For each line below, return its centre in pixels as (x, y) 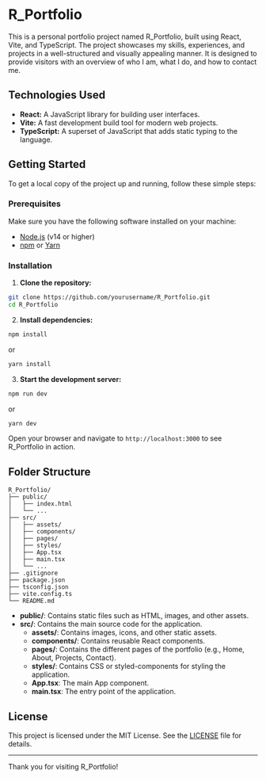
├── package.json (37, 580)
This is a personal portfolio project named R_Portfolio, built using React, (125, 36)
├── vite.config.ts (40, 594)
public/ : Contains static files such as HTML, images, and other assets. (134, 616)
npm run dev (28, 394)
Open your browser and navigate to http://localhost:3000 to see (115, 438)
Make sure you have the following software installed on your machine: (122, 221)
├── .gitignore (33, 573)
